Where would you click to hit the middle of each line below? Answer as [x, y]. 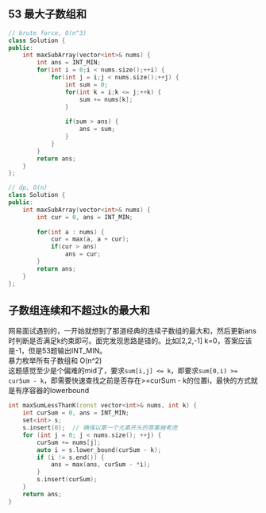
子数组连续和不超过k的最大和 [79, 310]
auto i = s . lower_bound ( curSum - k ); [99, 450]
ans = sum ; [97, 129]
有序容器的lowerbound [52, 391]
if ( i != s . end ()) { [71, 457]
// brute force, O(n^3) [48, 33]
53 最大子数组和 [48, 14]
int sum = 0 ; [87, 85]
